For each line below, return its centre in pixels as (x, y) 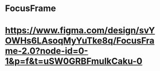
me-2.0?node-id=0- (47, 51)
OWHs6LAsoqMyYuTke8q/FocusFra (80, 41)
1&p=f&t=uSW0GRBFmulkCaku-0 (74, 61)
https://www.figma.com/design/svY (80, 31)
